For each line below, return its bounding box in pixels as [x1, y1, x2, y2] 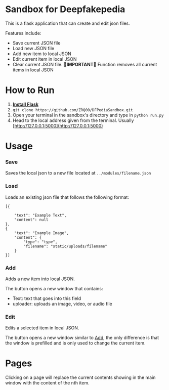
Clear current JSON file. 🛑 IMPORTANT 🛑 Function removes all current [12, 61, 157, 67]
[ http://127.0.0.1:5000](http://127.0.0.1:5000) [12, 122, 103, 128]
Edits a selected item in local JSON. [5, 325, 79, 331]
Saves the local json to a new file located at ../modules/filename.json [5, 170, 151, 176]
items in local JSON [12, 67, 54, 73]
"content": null [14, 217, 49, 222]
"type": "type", [23, 239, 58, 244]
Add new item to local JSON [12, 51, 72, 57]
